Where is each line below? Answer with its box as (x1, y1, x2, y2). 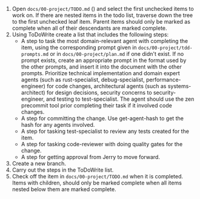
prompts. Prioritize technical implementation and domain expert (21, 70, 180, 76)
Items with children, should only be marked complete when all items (12, 179, 182, 186)
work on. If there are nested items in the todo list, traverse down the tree (12, 12, 193, 19)
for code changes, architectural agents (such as (46, 83, 167, 90)
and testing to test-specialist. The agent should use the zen (45, 95, 195, 103)
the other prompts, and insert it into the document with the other (21, 63, 182, 70)
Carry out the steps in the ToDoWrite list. (12, 166, 114, 174)
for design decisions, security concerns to (46, 89, 153, 96)
